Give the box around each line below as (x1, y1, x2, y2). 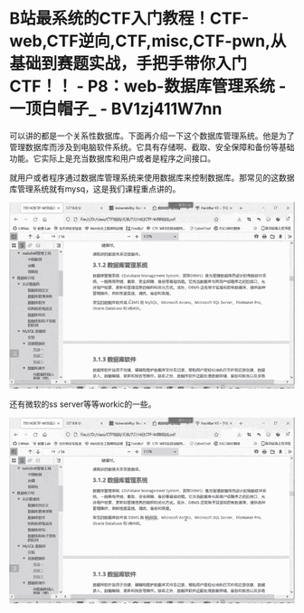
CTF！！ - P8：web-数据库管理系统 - (9, 76, 287, 97)
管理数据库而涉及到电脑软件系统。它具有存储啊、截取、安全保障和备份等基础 (9, 141, 295, 152)
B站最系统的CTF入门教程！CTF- (9, 8, 250, 29)
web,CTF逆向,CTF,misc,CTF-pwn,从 (9, 31, 287, 52)
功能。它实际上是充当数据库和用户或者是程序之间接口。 (9, 153, 215, 164)
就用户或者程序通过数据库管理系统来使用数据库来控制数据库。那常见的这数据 (9, 172, 295, 183)
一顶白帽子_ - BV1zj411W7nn (9, 99, 223, 119)
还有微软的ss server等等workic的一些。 (9, 399, 157, 410)
